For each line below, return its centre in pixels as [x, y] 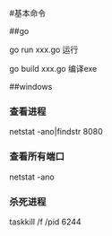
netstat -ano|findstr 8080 [56, 132]
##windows [31, 87]
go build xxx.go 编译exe [53, 69]
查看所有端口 [37, 157]
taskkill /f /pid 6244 [46, 222]
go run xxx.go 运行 [44, 49]
